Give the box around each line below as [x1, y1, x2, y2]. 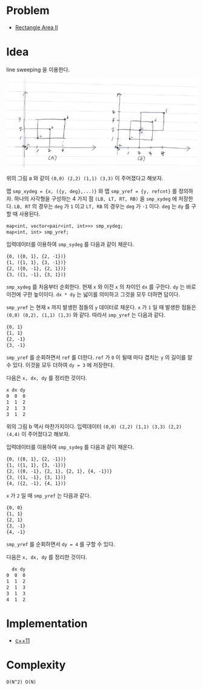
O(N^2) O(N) [6, 678, 36, 685]
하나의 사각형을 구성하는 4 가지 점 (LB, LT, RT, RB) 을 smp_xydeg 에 [14, 195, 178, 202]
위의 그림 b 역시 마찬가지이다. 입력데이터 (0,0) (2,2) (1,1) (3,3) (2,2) [6, 423, 182, 430]
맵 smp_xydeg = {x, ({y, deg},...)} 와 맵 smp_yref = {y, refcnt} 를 [6, 188, 178, 195]
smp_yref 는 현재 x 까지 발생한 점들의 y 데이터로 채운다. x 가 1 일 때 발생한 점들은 [6, 304, 196, 311]
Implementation [6, 617, 88, 630]
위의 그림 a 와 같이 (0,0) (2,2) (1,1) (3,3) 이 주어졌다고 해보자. [6, 174, 164, 182]
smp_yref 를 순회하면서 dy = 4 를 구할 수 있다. [6, 541, 115, 548]
